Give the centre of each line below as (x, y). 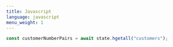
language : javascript (33, 17)
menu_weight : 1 (25, 22)
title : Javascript (29, 11)
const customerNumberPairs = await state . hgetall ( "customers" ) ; (87, 39)
